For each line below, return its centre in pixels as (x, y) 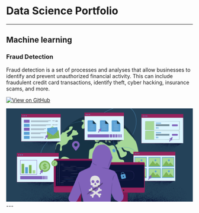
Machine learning (39, 40)
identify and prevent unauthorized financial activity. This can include (90, 76)
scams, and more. (28, 88)
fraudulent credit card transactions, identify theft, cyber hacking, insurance (98, 82)
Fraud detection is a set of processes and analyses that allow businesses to (98, 70)
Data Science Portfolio (62, 11)
